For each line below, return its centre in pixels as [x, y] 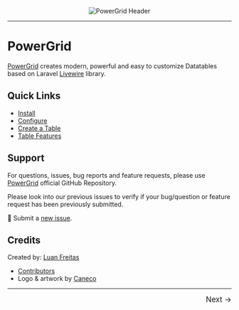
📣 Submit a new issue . [40, 218]
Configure [32, 120]
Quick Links [34, 96]
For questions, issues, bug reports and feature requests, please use [106, 175]
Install [26, 113]
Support [26, 158]
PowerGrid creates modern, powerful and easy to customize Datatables [112, 66]
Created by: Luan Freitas [43, 257]
